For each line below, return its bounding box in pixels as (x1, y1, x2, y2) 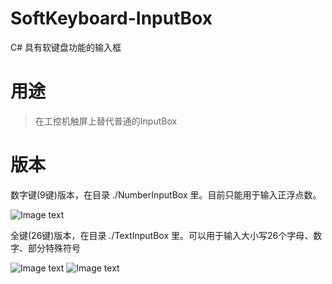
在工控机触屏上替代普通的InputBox (34, 115, 178, 127)
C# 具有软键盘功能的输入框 (10, 41, 122, 53)
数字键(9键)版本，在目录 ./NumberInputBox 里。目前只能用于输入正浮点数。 (10, 188, 322, 201)
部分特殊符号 (27, 242, 81, 254)
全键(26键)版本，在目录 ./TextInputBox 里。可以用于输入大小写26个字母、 (10, 229, 314, 241)
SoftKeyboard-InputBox (10, 7, 213, 30)
